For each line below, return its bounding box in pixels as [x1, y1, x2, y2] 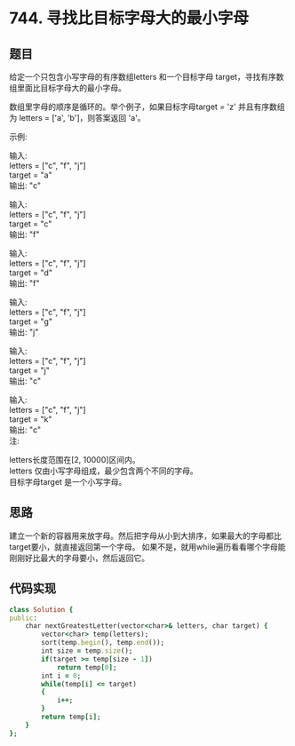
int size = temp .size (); [41, 647, 133, 655]
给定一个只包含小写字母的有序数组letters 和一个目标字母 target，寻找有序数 [9, 72, 284, 82]
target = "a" [9, 170, 52, 180]
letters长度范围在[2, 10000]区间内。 [9, 455, 140, 464]
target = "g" [9, 316, 53, 327]
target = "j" [9, 365, 51, 376]
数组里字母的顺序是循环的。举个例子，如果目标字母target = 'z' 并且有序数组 [9, 101, 286, 112]
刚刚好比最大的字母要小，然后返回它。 [9, 552, 149, 563]
